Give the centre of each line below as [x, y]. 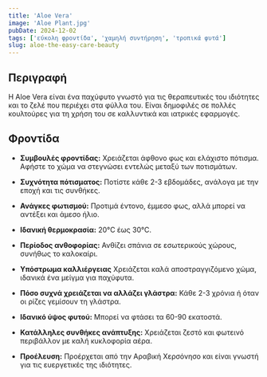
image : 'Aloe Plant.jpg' [49, 23]
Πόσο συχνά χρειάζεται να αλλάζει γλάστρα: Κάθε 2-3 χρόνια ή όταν [139, 293]
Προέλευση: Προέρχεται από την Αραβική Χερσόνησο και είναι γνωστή [139, 356]
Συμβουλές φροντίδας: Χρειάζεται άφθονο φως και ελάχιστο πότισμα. [139, 158]
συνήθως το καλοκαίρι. [59, 253]
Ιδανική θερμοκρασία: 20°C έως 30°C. [86, 230]
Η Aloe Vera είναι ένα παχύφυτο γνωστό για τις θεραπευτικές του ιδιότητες [134, 96]
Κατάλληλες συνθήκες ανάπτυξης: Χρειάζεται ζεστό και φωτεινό [132, 332]
